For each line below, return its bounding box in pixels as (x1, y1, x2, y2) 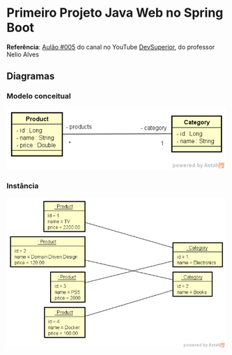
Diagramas (6, 70, 55, 82)
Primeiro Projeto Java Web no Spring (6, 5, 224, 21)
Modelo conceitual (6, 91, 71, 101)
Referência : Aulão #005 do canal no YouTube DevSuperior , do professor (6, 43, 215, 51)
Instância (6, 181, 39, 191)
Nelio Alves (6, 50, 40, 59)
